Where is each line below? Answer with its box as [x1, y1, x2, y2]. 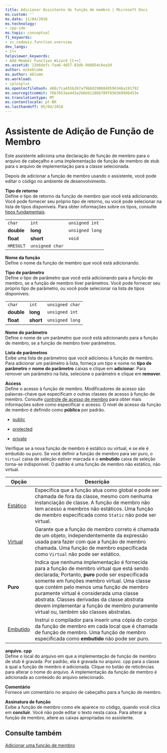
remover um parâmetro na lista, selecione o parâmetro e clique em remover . [5, 371, 162, 377]
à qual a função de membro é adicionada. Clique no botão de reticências [5, 664, 154, 669]
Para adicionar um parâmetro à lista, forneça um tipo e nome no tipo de [5, 360, 152, 366]
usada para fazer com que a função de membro [34, 538, 146, 545]
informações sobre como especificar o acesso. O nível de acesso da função [5, 401, 162, 408]
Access [5, 380, 21, 386]
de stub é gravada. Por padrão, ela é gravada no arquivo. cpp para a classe [5, 658, 160, 664]
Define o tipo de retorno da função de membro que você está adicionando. [5, 193, 159, 199]
